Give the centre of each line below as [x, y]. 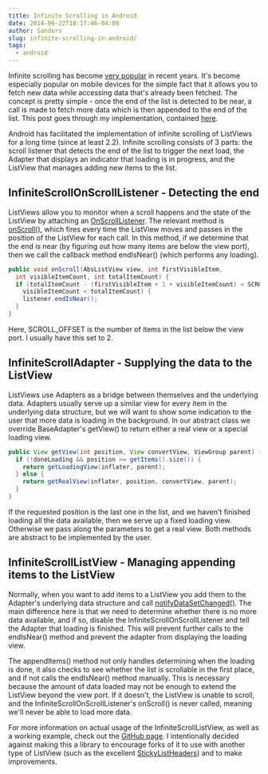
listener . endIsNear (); [60, 299]
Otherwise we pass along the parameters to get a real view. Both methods [130, 528]
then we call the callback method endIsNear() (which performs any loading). [134, 255]
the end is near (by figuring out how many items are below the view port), [129, 246]
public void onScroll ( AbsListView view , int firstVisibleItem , [116, 269]
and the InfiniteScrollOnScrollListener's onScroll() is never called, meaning [130, 703]
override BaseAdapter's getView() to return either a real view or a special [128, 428]
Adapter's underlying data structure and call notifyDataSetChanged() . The [130, 603]
